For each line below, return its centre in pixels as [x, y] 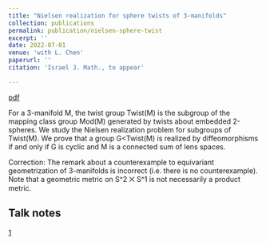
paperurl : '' [30, 61]
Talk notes [35, 213]
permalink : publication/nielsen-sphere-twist [85, 30]
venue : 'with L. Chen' [46, 53]
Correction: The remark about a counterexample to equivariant [111, 162]
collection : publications [51, 23]
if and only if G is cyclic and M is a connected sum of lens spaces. [117, 146]
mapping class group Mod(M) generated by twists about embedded [120, 121]
